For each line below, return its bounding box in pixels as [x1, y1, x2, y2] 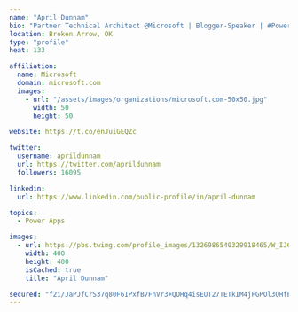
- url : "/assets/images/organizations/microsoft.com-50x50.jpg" [25, 95, 268, 104]
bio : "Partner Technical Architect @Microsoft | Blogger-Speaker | [9, 21, 264, 30]
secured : [9, 290, 42, 299]
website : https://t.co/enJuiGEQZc [9, 128, 137, 136]
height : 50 [32, 112, 74, 121]
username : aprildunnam [17, 152, 101, 160]
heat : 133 [9, 46, 46, 55]
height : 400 [25, 257, 69, 266]
